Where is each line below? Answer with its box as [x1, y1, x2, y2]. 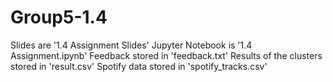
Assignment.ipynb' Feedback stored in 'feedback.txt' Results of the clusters [10, 49, 323, 61]
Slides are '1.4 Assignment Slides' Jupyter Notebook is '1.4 [10, 39, 253, 51]
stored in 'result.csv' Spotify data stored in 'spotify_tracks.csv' [10, 60, 268, 72]
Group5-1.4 [10, 6, 108, 29]
